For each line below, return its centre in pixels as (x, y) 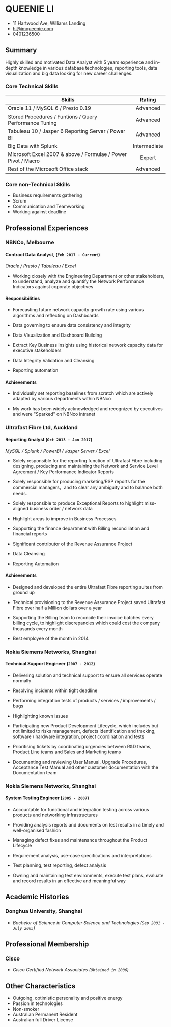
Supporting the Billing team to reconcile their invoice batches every (83, 617)
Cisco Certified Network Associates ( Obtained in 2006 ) (70, 970)
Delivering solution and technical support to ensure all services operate (88, 675)
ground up (23, 592)
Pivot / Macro (24, 161)
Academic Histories (37, 897)
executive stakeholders (37, 350)
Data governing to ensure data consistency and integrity (72, 325)
